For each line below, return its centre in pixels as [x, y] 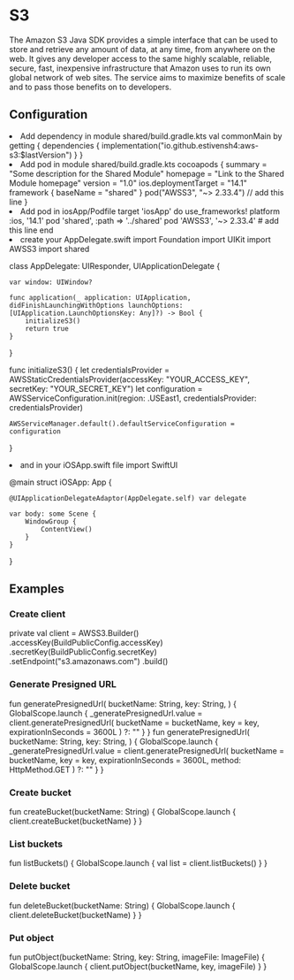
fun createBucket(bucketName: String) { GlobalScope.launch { [123, 812]
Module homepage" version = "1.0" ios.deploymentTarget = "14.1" [128, 183]
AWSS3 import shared [49, 249]
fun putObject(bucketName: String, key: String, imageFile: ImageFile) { [137, 957]
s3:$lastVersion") [41, 155]
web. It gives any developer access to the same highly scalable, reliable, [140, 58]
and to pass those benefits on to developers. [90, 87]
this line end [31, 230]
